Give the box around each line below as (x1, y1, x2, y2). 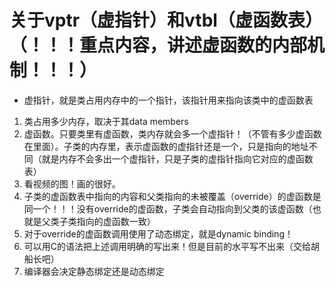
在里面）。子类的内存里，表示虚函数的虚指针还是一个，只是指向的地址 (23, 140, 309, 152)
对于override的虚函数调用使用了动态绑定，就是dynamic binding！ (23, 227, 294, 240)
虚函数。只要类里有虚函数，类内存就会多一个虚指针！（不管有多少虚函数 (23, 127, 322, 140)
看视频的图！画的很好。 (23, 177, 121, 190)
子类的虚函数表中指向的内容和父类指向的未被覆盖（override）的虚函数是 (23, 190, 322, 202)
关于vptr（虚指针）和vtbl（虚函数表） (9, 9, 323, 32)
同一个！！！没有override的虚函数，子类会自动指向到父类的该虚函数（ (23, 202, 313, 215)
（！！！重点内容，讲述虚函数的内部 (9, 34, 308, 57)
